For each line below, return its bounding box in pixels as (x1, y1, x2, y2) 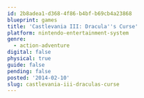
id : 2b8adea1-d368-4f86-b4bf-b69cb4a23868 (7, 10, 132, 17)
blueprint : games (7, 17, 58, 23)
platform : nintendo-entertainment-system (7, 29, 129, 37)
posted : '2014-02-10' (7, 74, 70, 81)
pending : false (7, 68, 51, 75)
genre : (7, 36, 26, 43)
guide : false (7, 61, 45, 68)
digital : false (7, 49, 51, 56)
